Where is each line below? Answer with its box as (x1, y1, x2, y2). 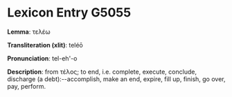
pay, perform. (7, 82, 46, 90)
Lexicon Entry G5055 (7, 5, 132, 21)
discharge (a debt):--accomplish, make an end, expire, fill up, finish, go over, (7, 74, 226, 83)
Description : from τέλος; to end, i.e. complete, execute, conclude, (7, 67, 197, 76)
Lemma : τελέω (7, 28, 51, 36)
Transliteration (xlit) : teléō (7, 41, 83, 49)
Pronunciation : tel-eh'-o (7, 54, 78, 63)
